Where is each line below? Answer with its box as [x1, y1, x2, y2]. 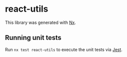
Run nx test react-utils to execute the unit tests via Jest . [5, 46, 123, 52]
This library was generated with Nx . [5, 19, 76, 25]
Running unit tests [5, 34, 62, 42]
